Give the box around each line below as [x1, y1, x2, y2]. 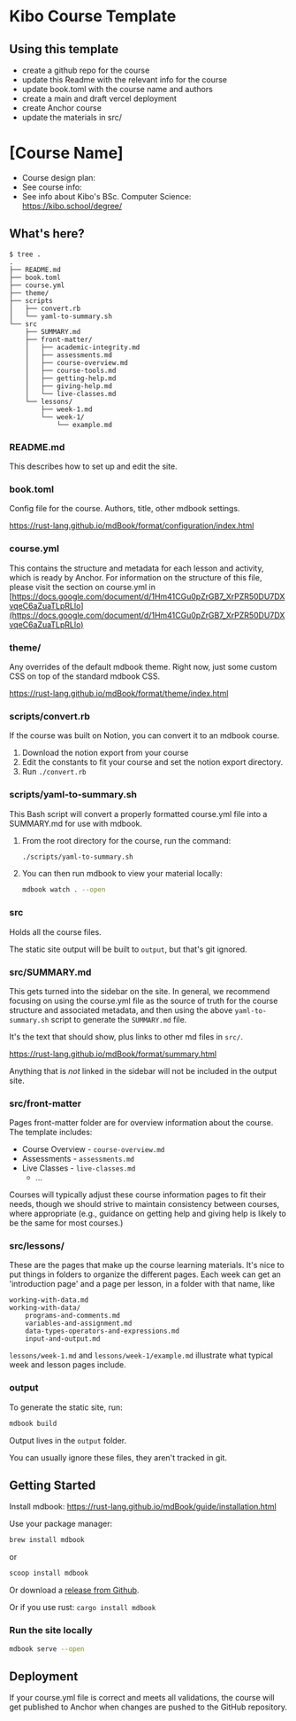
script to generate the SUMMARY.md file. [50, 1014, 187, 1024]
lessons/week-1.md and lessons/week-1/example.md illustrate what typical [9, 1350, 274, 1361]
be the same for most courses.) [9, 1218, 124, 1228]
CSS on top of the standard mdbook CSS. [9, 671, 161, 681]
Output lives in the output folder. [9, 1435, 126, 1445]
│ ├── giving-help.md [25, 381, 113, 391]
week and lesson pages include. [9, 1359, 126, 1370]
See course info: [21, 182, 82, 192]
